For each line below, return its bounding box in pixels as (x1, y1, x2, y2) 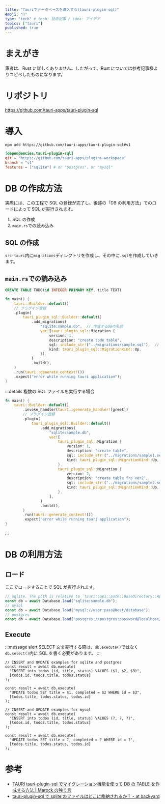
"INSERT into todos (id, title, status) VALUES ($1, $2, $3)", (9, 669, 141, 674)
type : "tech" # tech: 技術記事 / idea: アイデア (5, 16, 101, 21)
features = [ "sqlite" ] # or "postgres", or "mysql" (5, 165, 113, 170)
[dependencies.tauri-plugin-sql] (5, 151, 74, 156)
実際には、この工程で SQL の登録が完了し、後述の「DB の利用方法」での (5, 200, 152, 206)
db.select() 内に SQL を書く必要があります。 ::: (5, 650, 101, 656)
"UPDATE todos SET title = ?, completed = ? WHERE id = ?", (9, 738, 135, 743)
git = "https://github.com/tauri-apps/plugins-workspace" (5, 155, 126, 160)
